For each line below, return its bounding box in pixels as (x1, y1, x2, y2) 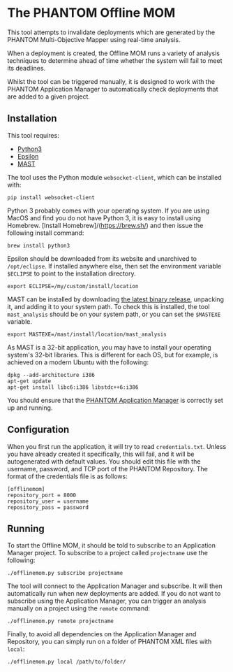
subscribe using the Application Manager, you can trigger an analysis (7, 596, 206, 606)
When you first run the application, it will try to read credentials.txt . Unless (7, 442, 227, 450)
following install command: (7, 229, 84, 237)
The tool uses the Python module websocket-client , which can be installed (7, 173, 222, 181)
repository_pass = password (7, 503, 89, 511)
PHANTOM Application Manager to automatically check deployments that (7, 85, 218, 93)
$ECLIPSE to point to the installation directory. (7, 269, 136, 278)
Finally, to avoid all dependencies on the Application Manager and (7, 630, 197, 638)
